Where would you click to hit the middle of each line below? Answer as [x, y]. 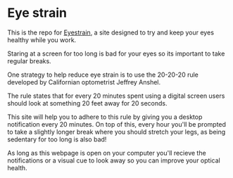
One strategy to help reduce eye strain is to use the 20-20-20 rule [103, 75]
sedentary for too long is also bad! [57, 139]
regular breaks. [29, 61]
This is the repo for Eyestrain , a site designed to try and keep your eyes [111, 32]
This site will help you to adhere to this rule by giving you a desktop [105, 117]
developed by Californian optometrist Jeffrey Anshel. [84, 82]
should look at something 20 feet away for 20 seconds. [87, 103]
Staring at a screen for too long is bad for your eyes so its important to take [116, 53]
